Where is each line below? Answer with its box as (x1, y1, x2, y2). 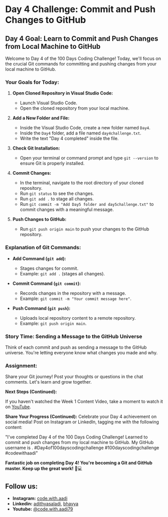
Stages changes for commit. (20, 265, 79, 271)
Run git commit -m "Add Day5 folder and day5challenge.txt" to (20, 201, 154, 207)
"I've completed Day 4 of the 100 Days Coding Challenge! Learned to (5, 434, 148, 440)
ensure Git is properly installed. (20, 160, 85, 167)
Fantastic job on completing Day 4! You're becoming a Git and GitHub (5, 460, 153, 466)
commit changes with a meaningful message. (20, 206, 114, 212)
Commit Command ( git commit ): (12, 280, 81, 286)
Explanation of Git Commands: (5, 244, 81, 251)
